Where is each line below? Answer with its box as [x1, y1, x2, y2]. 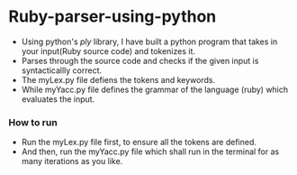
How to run [8, 115, 58, 128]
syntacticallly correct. [21, 65, 103, 76]
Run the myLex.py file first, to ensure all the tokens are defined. [21, 137, 257, 148]
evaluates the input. [21, 93, 95, 105]
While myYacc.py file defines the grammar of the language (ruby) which [21, 84, 289, 95]
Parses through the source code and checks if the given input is [21, 55, 259, 66]
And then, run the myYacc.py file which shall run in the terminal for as [21, 146, 280, 157]
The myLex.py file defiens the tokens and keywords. [21, 74, 216, 85]
